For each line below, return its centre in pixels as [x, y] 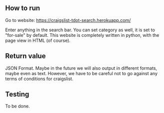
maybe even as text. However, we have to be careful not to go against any [81, 73]
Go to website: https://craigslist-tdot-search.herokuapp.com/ [68, 20]
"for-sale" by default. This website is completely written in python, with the [82, 35]
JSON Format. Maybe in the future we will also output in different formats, [81, 68]
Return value [25, 56]
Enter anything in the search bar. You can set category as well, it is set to [80, 30]
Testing [17, 94]
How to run [23, 8]
